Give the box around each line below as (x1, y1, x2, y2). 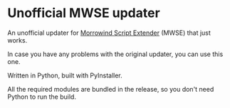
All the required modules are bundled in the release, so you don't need (7, 85, 214, 93)
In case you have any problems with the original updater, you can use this (7, 50, 224, 58)
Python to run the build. (7, 92, 77, 101)
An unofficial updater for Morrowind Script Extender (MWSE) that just (7, 28, 211, 37)
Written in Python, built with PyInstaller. (7, 71, 122, 80)
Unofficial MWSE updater (7, 5, 160, 21)
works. (7, 36, 28, 44)
